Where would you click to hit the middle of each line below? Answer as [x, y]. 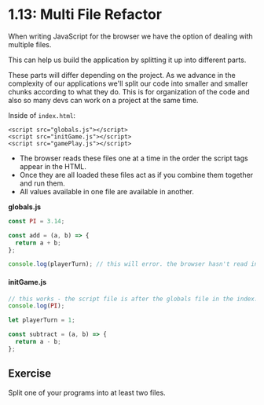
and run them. [42, 183]
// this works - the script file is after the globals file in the [121, 299]
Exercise [30, 374]
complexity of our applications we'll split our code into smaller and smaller [128, 83]
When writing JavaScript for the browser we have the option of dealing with [130, 36]
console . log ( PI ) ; [37, 306]
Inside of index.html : [42, 115]
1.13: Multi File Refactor [85, 15]
